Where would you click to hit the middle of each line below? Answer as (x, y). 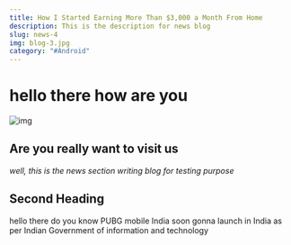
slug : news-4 (34, 34)
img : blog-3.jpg (40, 43)
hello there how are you (99, 96)
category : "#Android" (50, 51)
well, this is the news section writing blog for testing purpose (122, 170)
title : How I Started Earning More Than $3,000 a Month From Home (136, 18)
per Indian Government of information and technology (109, 230)
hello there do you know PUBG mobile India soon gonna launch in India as (146, 221)
